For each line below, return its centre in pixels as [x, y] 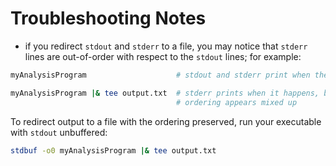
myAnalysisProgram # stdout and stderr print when [160, 75]
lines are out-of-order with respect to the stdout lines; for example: [163, 56]
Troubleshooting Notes [108, 18]
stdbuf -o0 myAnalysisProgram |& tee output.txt [113, 150]
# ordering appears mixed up [236, 102]
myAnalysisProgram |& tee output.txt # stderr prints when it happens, [165, 93]
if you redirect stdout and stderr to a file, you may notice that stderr [166, 46]
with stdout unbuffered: [59, 132]
